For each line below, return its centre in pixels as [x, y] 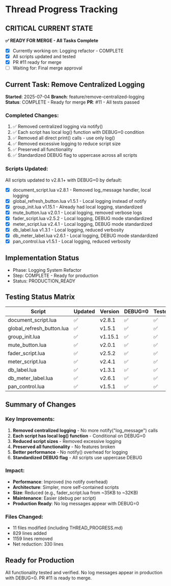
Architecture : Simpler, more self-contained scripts [66, 487]
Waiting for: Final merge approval [47, 68]
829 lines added [30, 533]
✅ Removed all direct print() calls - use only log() [64, 138]
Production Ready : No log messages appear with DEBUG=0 [76, 503]
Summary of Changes [41, 405]
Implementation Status [42, 258]
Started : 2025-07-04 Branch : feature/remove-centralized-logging [75, 97]
